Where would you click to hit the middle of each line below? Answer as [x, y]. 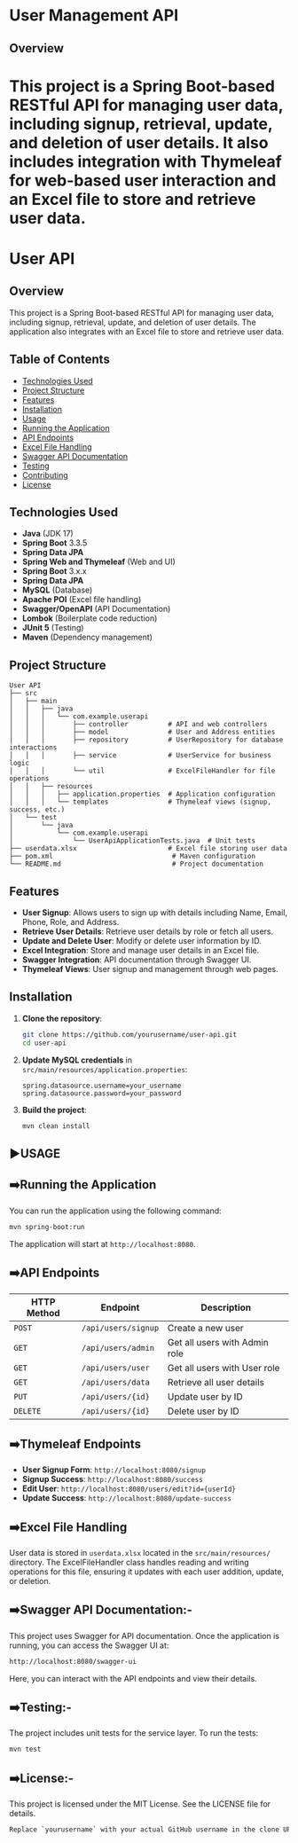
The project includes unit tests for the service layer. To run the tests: [134, 1733]
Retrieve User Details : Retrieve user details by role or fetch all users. [147, 931]
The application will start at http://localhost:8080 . [103, 1243]
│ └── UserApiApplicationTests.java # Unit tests [132, 841]
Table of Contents [60, 360]
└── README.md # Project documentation [137, 864]
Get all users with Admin [218, 1343]
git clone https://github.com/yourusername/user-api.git [129, 1034]
